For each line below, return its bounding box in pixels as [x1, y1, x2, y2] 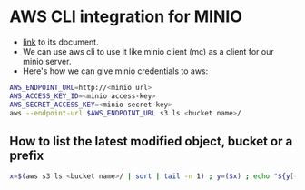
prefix [9, 147, 44, 163]
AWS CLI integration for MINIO [9, 6, 242, 27]
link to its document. [22, 36, 99, 47]
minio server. [22, 55, 72, 66]
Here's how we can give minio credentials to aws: [22, 65, 209, 76]
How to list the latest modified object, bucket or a [9, 134, 293, 149]
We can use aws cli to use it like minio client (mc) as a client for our [22, 45, 274, 56]
